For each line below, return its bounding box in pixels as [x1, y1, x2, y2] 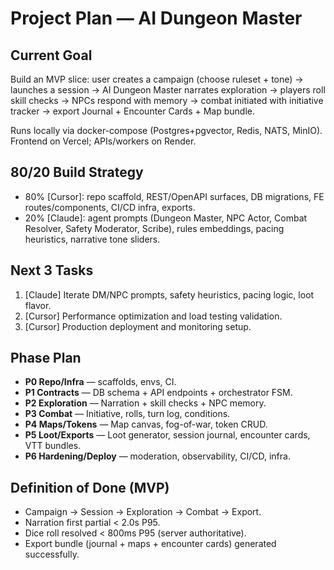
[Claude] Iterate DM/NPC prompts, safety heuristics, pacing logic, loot [24, 288, 315, 301]
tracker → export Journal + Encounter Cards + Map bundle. [10, 105, 255, 117]
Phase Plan [10, 350, 82, 367]
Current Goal [10, 47, 93, 64]
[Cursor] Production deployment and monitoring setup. [24, 320, 252, 332]
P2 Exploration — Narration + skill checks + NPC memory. [24, 397, 267, 409]
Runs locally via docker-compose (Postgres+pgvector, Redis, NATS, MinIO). [10, 125, 323, 136]
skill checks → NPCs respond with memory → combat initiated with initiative [10, 95, 324, 106]
